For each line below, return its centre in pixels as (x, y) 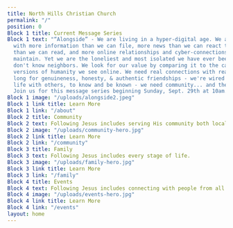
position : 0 (24, 26)
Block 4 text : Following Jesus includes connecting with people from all (116, 188)
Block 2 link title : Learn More (54, 136)
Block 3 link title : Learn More (54, 169)
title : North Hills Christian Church (62, 14)
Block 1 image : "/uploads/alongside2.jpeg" (71, 98)
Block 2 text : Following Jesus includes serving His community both (108, 123)
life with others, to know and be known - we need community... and (114, 85)
